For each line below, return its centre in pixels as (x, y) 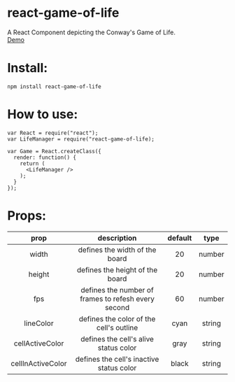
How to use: (43, 114)
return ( (33, 163)
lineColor (39, 323)
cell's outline (117, 327)
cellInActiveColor (39, 363)
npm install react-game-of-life (54, 86)
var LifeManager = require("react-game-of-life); (81, 139)
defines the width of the (117, 250)
